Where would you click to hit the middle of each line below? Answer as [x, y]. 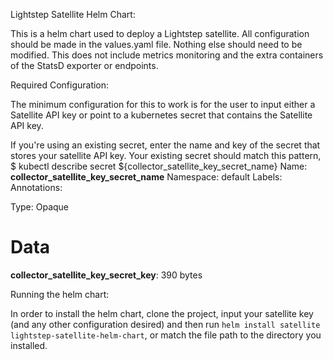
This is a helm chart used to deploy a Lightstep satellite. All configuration [160, 33]
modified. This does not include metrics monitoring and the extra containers [167, 55]
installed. [29, 345]
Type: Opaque [40, 207]
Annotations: [36, 187]
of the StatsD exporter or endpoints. [84, 65]
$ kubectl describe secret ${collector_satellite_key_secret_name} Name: [159, 166]
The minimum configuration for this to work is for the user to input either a [163, 104]
